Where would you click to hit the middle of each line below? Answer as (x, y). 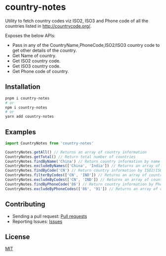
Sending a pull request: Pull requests (50, 216)
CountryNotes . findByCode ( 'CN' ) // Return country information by (74, 171)
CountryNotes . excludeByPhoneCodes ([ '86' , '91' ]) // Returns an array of (82, 189)
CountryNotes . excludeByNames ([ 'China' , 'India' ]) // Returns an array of (83, 166)
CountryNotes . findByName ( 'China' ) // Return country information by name (83, 161)
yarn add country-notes (30, 117)
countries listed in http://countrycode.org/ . (48, 26)
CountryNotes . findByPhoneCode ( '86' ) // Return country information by (79, 184)
